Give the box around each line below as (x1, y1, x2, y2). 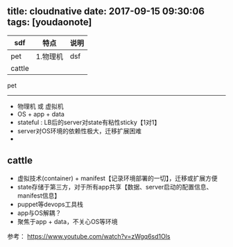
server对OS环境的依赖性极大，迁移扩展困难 (17, 126, 142, 135)
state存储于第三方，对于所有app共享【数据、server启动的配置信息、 (17, 182, 213, 191)
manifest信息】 (17, 191, 61, 200)
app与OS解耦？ (17, 208, 62, 217)
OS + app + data (17, 110, 64, 118)
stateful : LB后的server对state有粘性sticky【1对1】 (17, 118, 161, 126)
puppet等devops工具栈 (17, 200, 83, 208)
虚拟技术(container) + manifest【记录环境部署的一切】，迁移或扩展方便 (17, 173, 218, 182)
